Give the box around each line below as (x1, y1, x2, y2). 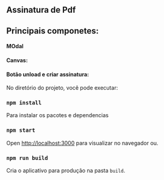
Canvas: (6, 56, 28, 63)
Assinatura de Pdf (6, 5, 76, 15)
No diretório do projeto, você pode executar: (6, 84, 118, 92)
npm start (6, 127, 35, 134)
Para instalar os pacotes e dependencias (6, 112, 109, 119)
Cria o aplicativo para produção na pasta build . (6, 167, 126, 175)
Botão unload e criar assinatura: (6, 70, 90, 78)
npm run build (6, 154, 48, 161)
